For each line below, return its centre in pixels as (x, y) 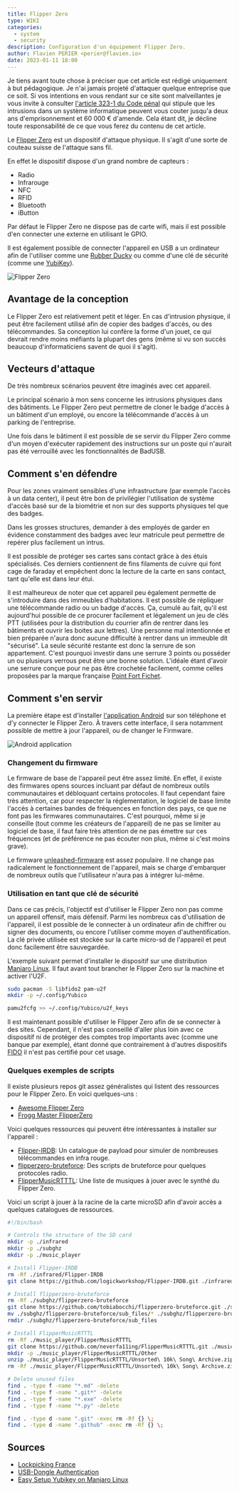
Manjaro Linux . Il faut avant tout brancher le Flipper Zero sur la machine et (116, 968)
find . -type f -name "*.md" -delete (63, 1386)
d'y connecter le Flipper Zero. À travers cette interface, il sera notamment (115, 723)
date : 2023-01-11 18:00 (43, 60)
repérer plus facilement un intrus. (56, 542)
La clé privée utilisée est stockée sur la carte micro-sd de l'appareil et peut (117, 939)
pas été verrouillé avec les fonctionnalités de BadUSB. (86, 451)
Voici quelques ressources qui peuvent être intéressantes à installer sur (112, 1129)
